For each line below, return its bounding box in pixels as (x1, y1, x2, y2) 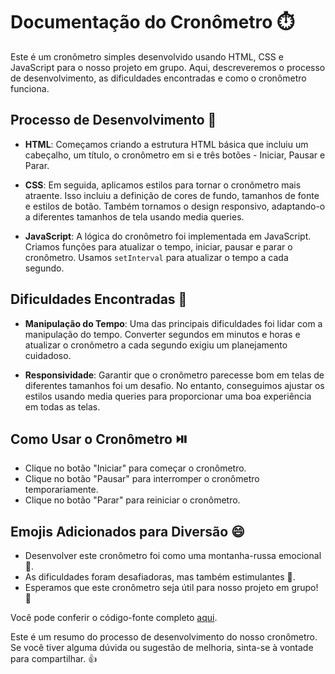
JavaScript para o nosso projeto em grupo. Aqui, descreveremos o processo (10, 61, 326, 73)
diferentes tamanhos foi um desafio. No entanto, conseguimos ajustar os (24, 379, 325, 391)
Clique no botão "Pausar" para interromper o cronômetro (24, 473, 260, 485)
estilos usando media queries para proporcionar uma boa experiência (24, 390, 312, 402)
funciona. (10, 82, 50, 94)
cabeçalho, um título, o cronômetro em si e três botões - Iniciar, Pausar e (24, 149, 326, 161)
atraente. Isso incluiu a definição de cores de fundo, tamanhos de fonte (24, 189, 320, 201)
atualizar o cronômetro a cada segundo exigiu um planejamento (24, 339, 288, 351)
